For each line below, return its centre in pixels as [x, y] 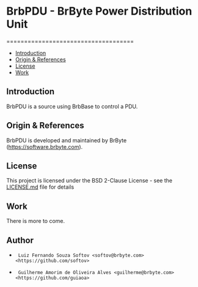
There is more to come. [36, 221]
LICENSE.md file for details [40, 187]
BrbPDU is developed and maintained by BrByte [67, 140]
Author [20, 240]
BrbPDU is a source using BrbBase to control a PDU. [72, 106]
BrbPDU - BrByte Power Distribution [99, 11]
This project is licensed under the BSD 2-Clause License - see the [90, 181]
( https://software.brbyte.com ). [45, 147]
